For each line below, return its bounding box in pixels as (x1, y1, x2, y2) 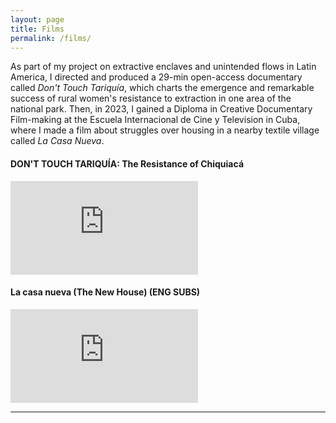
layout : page (10, 14, 65, 25)
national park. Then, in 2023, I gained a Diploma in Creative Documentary (10, 103, 313, 115)
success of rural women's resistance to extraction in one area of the (10, 92, 292, 105)
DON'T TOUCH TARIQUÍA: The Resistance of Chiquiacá (10, 157, 245, 170)
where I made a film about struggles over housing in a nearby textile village (10, 124, 320, 136)
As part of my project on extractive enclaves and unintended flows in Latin (10, 61, 317, 73)
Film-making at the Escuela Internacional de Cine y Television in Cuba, (10, 114, 301, 126)
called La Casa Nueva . (10, 135, 105, 147)
